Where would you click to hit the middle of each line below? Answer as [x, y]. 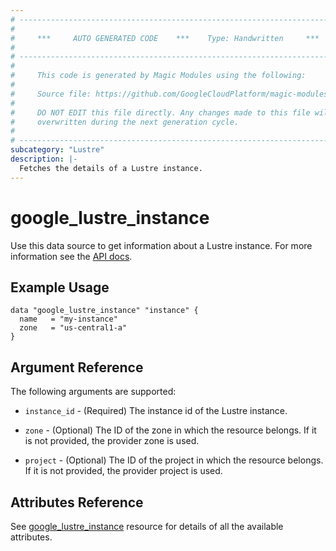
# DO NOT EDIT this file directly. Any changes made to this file [160, 112]
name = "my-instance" [68, 319]
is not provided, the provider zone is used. [112, 441]
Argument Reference [77, 367]
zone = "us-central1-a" [73, 328]
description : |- [44, 159]
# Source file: [51, 94]
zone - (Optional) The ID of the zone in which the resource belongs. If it [170, 430]
